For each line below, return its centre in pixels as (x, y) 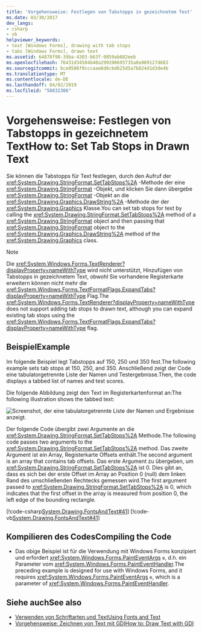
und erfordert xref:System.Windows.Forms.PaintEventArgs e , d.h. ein (101, 558)
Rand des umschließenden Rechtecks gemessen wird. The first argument (96, 480)
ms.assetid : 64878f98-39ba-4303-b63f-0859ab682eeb (71, 57)
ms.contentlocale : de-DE (37, 79)
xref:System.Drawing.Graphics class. (52, 240)
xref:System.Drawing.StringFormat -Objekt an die (68, 195)
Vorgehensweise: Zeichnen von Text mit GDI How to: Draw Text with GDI (104, 623)
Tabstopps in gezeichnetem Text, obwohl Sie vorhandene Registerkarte (95, 277)
